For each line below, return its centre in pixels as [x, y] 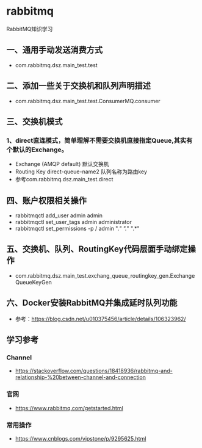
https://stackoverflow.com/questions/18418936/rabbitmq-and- [94, 371]
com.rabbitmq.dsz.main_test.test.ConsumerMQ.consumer [88, 101]
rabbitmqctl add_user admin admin [59, 215]
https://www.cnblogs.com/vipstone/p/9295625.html [81, 438]
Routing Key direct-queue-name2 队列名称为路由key [81, 172]
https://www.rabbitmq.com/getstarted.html [69, 408]
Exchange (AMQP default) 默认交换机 [62, 164]
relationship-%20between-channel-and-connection [81, 377]
